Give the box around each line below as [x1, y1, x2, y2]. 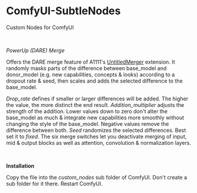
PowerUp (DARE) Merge [6, 46, 65, 54]
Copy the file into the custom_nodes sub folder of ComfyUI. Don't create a [6, 173, 188, 181]
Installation [6, 162, 34, 169]
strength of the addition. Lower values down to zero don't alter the [6, 107, 168, 115]
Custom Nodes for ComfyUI [6, 24, 74, 31]
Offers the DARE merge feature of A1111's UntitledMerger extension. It [6, 58, 176, 65]
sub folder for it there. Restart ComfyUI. [6, 180, 103, 187]
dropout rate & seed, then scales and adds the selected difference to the [6, 77, 183, 84]
